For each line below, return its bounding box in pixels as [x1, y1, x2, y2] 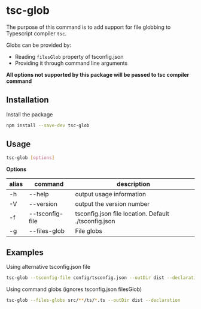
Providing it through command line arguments [14, 59, 128, 67]
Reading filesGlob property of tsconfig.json [14, 53, 124, 60]
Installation [6, 95, 49, 105]
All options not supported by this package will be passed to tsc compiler [6, 71, 190, 78]
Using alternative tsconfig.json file [6, 263, 91, 271]
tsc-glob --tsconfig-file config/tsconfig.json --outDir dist [6, 275, 165, 281]
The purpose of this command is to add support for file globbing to [6, 23, 171, 31]
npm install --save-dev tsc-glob [6, 122, 90, 128]
